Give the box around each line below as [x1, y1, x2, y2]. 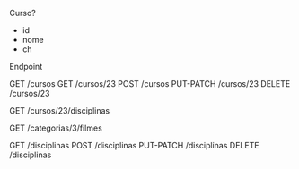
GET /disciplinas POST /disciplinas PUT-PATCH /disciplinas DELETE [9, 140, 259, 150]
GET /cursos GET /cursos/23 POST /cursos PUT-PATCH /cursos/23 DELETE [9, 79, 291, 89]
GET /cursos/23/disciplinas [9, 106, 110, 115]
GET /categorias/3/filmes [9, 123, 103, 133]
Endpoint [9, 62, 43, 72]
